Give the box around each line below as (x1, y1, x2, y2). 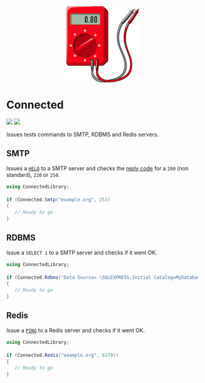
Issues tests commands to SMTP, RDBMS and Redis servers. (6, 131, 159, 138)
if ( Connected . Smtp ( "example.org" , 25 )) (6, 196, 111, 202)
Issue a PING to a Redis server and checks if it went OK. (6, 326, 145, 334)
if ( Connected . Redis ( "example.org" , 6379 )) (6, 352, 119, 358)
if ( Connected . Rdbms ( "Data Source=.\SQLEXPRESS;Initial (6, 274, 151, 281)
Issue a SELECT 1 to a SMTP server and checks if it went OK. (6, 249, 157, 256)
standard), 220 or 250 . (6, 171, 60, 178)
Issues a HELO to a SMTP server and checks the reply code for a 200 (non (6, 165, 189, 172)
